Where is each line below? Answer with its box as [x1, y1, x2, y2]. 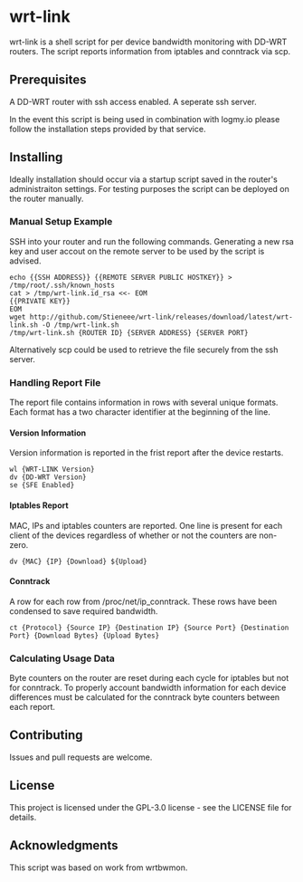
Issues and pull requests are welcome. [9, 752, 153, 762]
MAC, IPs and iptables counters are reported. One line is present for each [9, 520, 283, 531]
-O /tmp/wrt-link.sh [42, 320, 119, 330]
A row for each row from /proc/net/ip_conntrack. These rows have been [9, 596, 278, 607]
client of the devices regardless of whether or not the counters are [9, 530, 258, 541]
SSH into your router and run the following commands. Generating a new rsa [9, 235, 294, 246]
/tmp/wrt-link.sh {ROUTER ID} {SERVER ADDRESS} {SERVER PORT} [9, 328, 249, 337]
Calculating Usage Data [9, 652, 116, 665]
